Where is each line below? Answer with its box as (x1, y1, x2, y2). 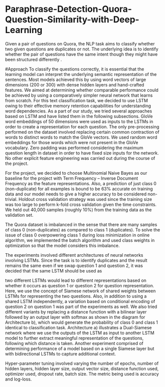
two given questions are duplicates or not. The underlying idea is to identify (5, 46, 159, 52)
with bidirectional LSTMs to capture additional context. (5, 350, 116, 356)
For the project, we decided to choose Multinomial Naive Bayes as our (5, 170, 147, 176)
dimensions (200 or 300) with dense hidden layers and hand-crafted (5, 81, 144, 87)
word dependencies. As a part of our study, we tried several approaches (5, 108, 152, 114)
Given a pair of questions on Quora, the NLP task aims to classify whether (5, 40, 155, 46)
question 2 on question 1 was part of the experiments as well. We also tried (5, 304, 158, 310)
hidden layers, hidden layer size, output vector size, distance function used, (5, 365, 159, 371)
